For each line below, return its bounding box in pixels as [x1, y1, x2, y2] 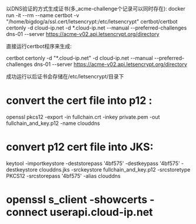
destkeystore [6, 166, 38, 173]
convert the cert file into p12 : [6, 94, 152, 107]
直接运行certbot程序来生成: [6, 43, 72, 50]
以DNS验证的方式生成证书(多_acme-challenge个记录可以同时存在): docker [6, 5, 185, 12]
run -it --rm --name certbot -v [6, 12, 79, 19]
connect [6, 206, 48, 219]
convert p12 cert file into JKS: [6, 140, 154, 154]
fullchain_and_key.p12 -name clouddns [6, 120, 100, 127]
